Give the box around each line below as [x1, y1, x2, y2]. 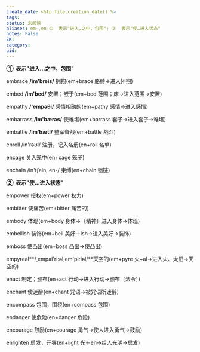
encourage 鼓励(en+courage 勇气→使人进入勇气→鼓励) [6, 326, 143, 333]
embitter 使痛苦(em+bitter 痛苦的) [6, 204, 90, 212]
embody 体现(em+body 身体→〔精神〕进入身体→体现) [6, 217, 140, 224]
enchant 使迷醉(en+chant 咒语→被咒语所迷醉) [6, 288, 119, 295]
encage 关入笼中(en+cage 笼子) [6, 154, 85, 161]
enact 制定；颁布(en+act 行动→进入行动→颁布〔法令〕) [6, 276, 140, 283]
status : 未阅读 [6, 20, 41, 26]
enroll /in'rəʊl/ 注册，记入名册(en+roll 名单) [6, 141, 112, 148]
